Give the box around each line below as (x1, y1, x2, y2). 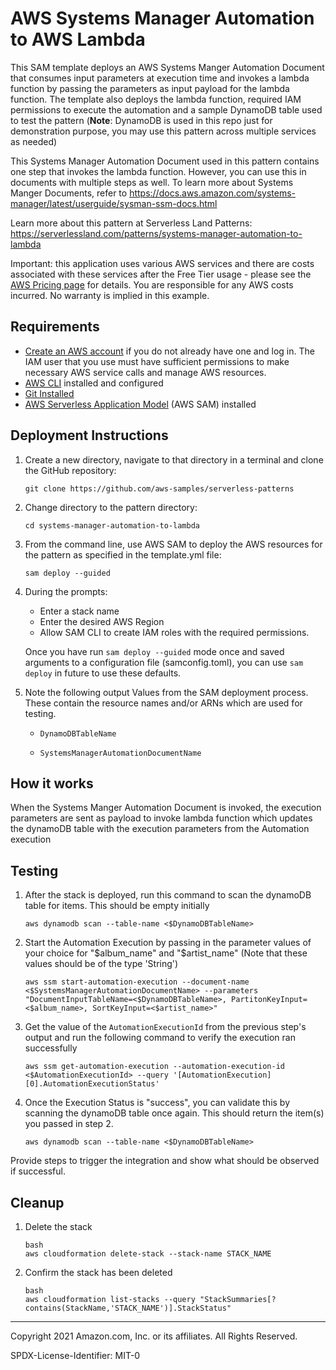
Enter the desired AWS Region (39, 615, 165, 627)
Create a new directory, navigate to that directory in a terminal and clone (24, 453, 324, 466)
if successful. (10, 1165, 66, 1177)
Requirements (10, 318, 100, 336)
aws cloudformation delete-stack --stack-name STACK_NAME (24, 1249, 272, 1259)
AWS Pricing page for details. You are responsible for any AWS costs (10, 278, 294, 291)
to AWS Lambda (10, 28, 146, 51)
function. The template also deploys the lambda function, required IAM (10, 93, 302, 105)
